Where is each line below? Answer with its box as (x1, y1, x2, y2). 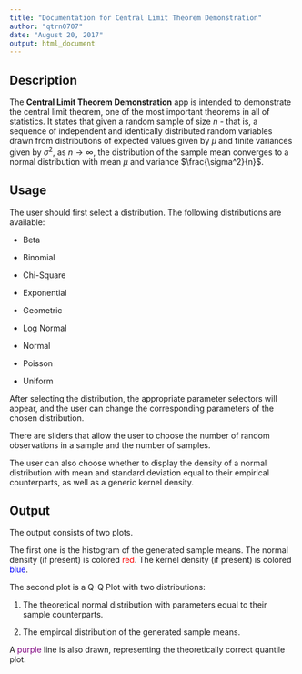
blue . (9, 564, 29, 575)
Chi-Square (22, 270, 66, 281)
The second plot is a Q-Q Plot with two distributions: (9, 582, 206, 593)
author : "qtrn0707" (9, 22, 84, 31)
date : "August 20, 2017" (9, 30, 104, 39)
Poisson (22, 357, 53, 369)
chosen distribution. (9, 412, 85, 424)
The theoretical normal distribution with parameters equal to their (22, 599, 267, 610)
